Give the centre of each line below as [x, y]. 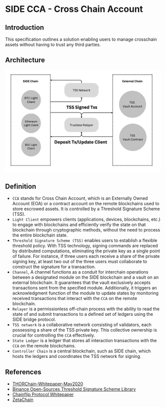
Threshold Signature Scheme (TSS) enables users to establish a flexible [85, 240]
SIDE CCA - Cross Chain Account [74, 9]
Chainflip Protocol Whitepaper [43, 394]
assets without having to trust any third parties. [53, 45]
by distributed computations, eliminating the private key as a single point [86, 251]
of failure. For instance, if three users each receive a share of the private [86, 256]
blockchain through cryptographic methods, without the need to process [86, 230]
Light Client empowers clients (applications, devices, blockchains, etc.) [86, 220]
